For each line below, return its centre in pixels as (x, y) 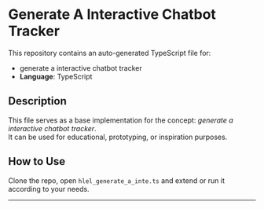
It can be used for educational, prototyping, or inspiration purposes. (118, 137)
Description (37, 101)
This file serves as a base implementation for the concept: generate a (121, 120)
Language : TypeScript (56, 76)
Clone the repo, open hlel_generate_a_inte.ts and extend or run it (117, 180)
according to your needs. (49, 189)
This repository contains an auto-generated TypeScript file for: (110, 53)
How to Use (37, 161)
